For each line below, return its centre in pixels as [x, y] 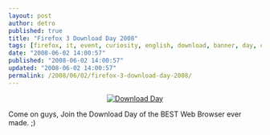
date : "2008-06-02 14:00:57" [57, 53]
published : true [35, 31]
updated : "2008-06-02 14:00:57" [62, 68]
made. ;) [22, 122]
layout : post [30, 16]
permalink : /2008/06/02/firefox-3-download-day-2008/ [100, 76]
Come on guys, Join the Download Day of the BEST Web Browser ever [125, 114]
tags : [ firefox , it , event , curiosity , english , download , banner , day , [133, 46]
